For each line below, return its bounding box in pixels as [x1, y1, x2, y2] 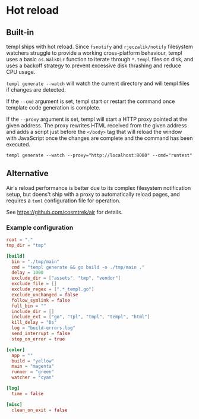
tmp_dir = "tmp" [6, 242, 46, 248]
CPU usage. [6, 68, 36, 75]
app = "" [11, 352, 33, 358]
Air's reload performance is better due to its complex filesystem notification [6, 184, 191, 191]
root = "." [6, 237, 33, 243]
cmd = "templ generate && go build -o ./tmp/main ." [11, 264, 145, 270]
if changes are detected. [6, 86, 67, 93]
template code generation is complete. [6, 104, 101, 111]
